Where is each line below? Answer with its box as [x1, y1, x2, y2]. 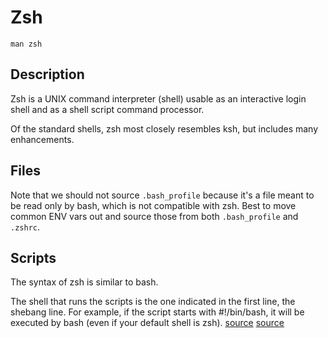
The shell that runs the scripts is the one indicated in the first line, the [10, 296, 296, 308]
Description [10, 66, 85, 83]
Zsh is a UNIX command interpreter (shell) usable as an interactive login [10, 92, 307, 105]
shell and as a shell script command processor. [10, 103, 205, 115]
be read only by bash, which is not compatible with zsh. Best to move [10, 199, 297, 211]
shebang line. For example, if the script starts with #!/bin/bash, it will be [10, 306, 305, 318]
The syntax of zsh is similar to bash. [10, 276, 159, 288]
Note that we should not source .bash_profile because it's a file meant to [10, 189, 315, 201]
